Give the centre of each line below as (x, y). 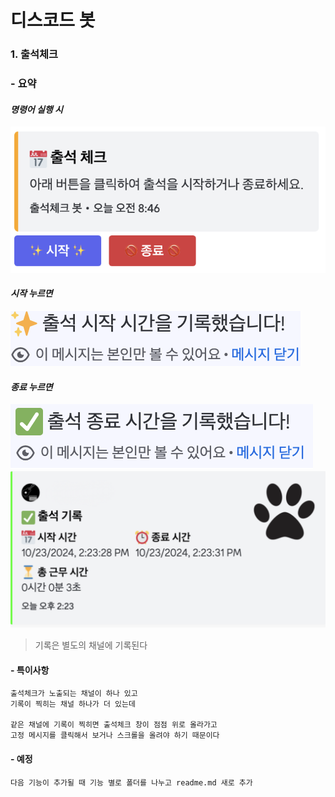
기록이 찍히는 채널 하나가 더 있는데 (73, 704)
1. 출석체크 (34, 54)
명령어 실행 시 (36, 109)
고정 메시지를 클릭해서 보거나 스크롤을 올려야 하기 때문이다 (115, 736)
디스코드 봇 (53, 20)
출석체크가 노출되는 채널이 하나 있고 (74, 694)
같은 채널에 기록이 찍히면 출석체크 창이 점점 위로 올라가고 (114, 725)
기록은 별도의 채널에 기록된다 (91, 645)
